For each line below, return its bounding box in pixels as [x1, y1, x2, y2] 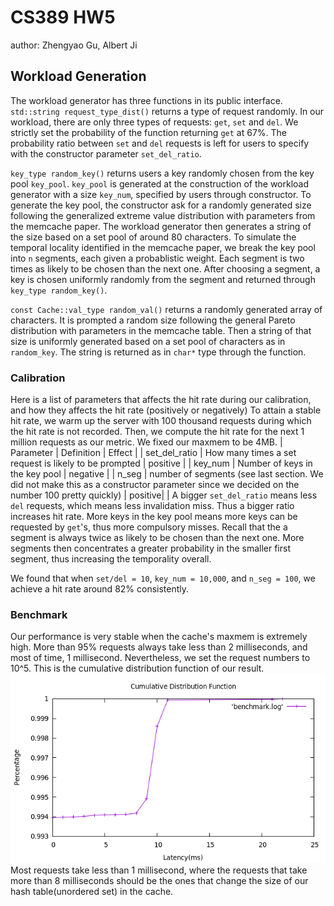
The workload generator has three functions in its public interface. [10, 94, 283, 106]
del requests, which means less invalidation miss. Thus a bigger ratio [10, 500, 295, 512]
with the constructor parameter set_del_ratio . [10, 147, 202, 160]
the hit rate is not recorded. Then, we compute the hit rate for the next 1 [10, 426, 305, 438]
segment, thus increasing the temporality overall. [10, 553, 212, 565]
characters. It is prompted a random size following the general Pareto [10, 314, 296, 326]
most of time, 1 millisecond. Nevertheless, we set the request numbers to [10, 652, 311, 664]
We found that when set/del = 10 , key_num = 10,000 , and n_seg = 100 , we [10, 572, 316, 585]
